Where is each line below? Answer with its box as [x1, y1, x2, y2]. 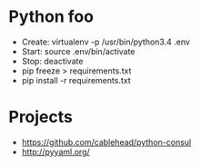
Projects [8, 107, 74, 128]
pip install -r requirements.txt [21, 74, 131, 85]
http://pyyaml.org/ [21, 146, 90, 157]
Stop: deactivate [21, 55, 84, 66]
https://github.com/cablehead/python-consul [21, 136, 192, 147]
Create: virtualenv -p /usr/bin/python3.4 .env [21, 36, 190, 47]
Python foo [8, 6, 95, 27]
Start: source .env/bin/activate [21, 45, 136, 56]
